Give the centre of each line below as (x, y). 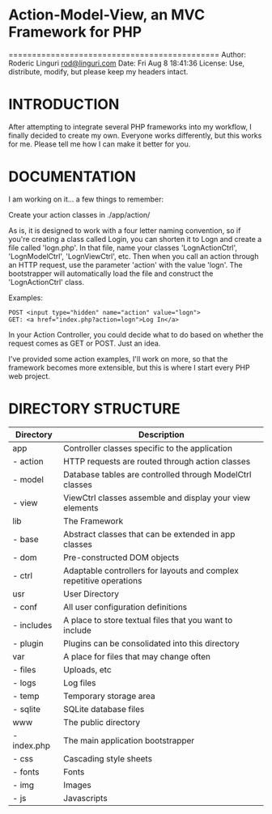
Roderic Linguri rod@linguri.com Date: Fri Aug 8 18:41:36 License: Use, (127, 63)
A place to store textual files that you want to (148, 620)
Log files (80, 683)
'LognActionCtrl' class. (47, 282)
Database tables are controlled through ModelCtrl (157, 474)
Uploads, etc (87, 669)
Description (161, 435)
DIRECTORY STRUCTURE (94, 409)
